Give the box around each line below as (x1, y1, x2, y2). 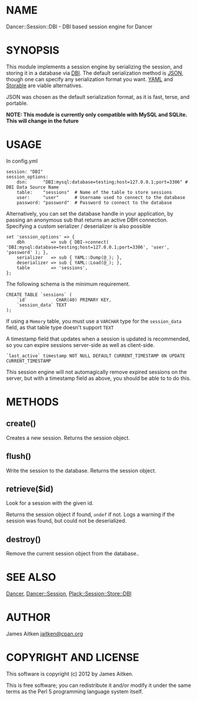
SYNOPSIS (6, 44, 60, 57)
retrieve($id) (6, 484, 54, 494)
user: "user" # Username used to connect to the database (16, 194, 185, 200)
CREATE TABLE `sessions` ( (6, 292, 72, 297)
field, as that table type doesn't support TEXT (6, 323, 114, 330)
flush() (6, 451, 31, 461)
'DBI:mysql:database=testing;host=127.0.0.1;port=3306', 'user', (6, 244, 169, 250)
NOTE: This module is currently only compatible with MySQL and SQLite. (6, 111, 188, 118)
